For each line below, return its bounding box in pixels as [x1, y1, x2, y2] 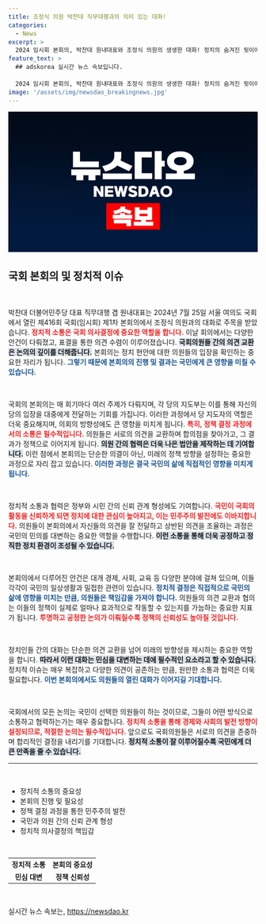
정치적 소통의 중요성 [19, 786, 82, 795]
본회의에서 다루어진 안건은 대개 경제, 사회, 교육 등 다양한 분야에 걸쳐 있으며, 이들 [8, 572, 255, 583]
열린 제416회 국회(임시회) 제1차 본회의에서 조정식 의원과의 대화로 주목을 [22, 318, 243, 327]
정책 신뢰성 [55, 872, 89, 881]
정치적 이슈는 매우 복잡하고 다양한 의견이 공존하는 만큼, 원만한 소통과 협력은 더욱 [8, 664, 256, 674]
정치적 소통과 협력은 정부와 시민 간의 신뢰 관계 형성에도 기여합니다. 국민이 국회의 [8, 501, 255, 510]
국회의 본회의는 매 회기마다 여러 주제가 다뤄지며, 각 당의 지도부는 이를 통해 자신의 [8, 399, 257, 409]
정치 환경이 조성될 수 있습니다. [22, 541, 115, 550]
